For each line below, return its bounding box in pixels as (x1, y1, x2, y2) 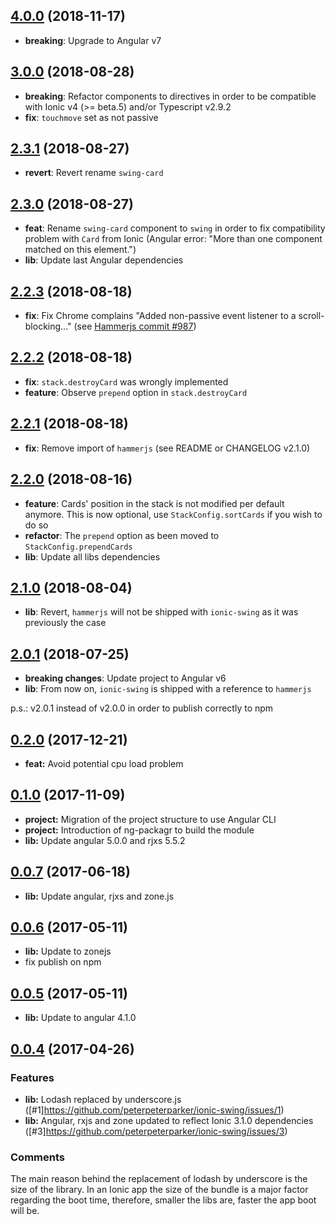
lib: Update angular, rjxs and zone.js (24, 890, 175, 902)
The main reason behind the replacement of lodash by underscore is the (10, 1173, 308, 1185)
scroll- (298, 310, 325, 322)
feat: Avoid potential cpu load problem (24, 757, 184, 769)
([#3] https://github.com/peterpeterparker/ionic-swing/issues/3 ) (24, 1125, 288, 1137)
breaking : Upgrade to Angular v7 (24, 34, 162, 46)
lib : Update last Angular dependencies (24, 254, 184, 266)
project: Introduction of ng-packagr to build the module (24, 824, 255, 836)
